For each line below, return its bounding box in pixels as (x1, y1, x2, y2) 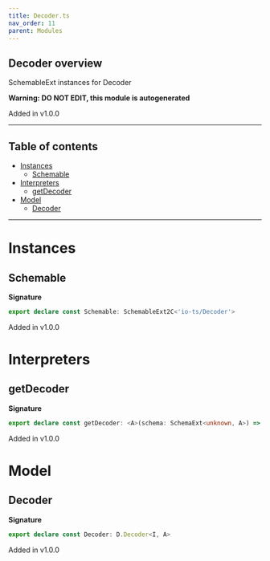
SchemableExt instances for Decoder (8, 78, 132, 87)
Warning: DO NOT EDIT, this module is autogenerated (8, 93, 190, 103)
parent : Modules (8, 26, 63, 35)
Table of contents (8, 140, 98, 153)
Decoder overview (8, 56, 103, 70)
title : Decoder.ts (8, 11, 70, 20)
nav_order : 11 (8, 19, 56, 27)
